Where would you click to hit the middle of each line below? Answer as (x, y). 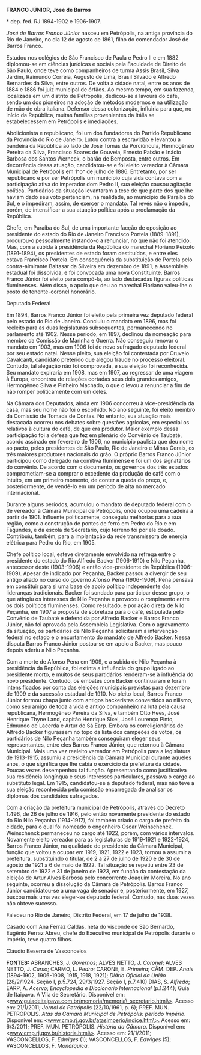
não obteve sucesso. (32, 903)
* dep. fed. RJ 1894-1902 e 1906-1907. (54, 21)
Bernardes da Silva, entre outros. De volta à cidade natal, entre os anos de (98, 83)
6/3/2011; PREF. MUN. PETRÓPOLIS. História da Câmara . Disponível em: (96, 1026)
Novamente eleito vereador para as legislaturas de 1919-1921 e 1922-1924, (98, 839)
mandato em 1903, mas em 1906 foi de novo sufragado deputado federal (96, 347)
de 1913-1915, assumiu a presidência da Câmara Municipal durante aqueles (99, 757)
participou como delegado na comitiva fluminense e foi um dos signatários (98, 461)
